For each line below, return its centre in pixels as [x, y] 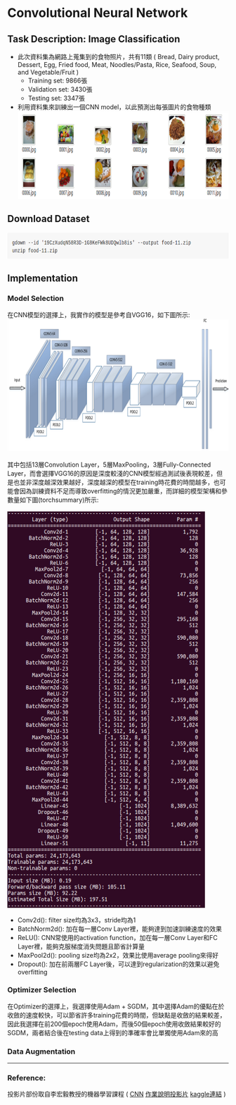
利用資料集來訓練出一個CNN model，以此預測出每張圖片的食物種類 [114, 107]
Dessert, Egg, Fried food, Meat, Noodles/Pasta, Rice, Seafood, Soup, [117, 64]
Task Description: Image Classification [94, 39]
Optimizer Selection [42, 990]
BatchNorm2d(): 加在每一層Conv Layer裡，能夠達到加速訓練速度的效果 [120, 929]
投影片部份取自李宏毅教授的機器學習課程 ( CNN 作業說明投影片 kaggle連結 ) [117, 1094]
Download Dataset [48, 219]
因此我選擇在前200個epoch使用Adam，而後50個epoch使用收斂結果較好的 [114, 1024]
